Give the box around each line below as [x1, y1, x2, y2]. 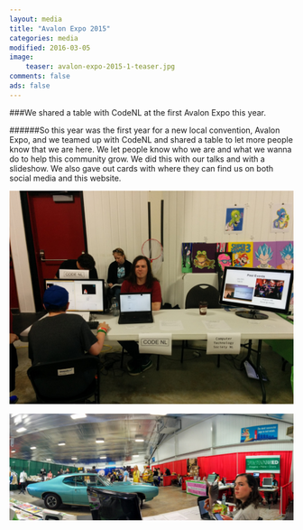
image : [9, 52, 34, 62]
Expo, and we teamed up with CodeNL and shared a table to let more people [9, 134, 293, 144]
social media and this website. [9, 172, 122, 183]
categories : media [9, 33, 78, 42]
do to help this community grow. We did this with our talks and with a [9, 153, 266, 164]
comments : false [9, 72, 70, 81]
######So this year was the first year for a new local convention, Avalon [9, 125, 280, 135]
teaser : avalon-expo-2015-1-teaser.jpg [25, 62, 176, 71]
